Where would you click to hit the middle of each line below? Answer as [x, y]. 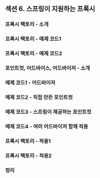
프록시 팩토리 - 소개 [27, 24]
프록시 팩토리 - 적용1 [28, 141]
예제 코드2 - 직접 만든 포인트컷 [39, 97]
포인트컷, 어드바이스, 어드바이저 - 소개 [48, 68]
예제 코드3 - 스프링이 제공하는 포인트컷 [48, 112]
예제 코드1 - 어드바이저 [30, 83]
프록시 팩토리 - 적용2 [28, 156]
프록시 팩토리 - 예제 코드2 [34, 54]
